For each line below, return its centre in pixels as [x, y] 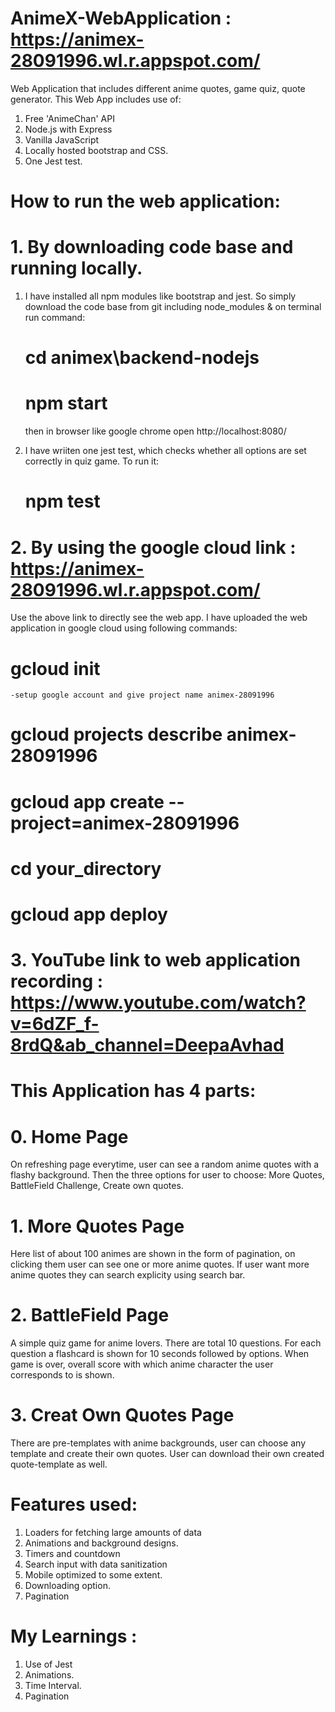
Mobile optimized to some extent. [93, 1575]
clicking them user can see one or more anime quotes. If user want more [160, 1264]
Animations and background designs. [101, 1543]
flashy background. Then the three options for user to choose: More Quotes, [167, 1175]
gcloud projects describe [116, 734]
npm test [62, 501]
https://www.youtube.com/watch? [158, 1003]
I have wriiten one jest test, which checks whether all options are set [165, 451]
